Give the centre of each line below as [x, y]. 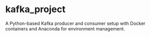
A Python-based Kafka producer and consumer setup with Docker [75, 23]
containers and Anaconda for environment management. [65, 28]
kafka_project [35, 9]
